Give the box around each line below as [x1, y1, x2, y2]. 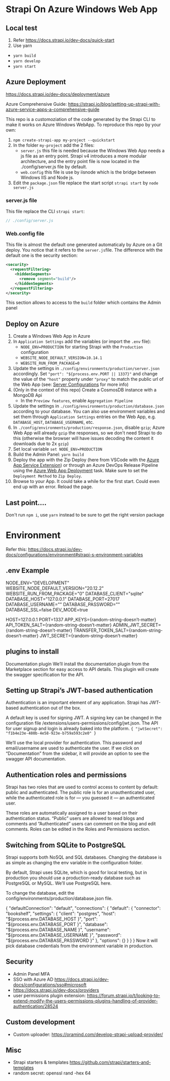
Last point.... [6, 498, 47, 507]
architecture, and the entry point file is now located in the [20, 158, 140, 164]
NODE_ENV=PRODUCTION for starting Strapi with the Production [20, 344, 143, 350]
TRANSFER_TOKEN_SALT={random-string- [73, 627, 163, 633]
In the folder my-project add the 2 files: [13, 142, 95, 148]
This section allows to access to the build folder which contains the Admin [6, 300, 161, 306]
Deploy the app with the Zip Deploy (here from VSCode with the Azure [13, 457, 159, 463]
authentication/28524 [13, 1003, 59, 1009]
